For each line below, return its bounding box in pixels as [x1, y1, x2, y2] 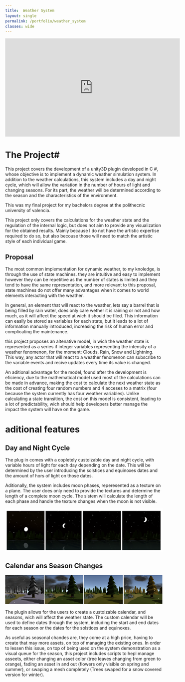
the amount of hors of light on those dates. [5, 473, 93, 478]
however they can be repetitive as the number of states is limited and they [5, 277, 158, 282]
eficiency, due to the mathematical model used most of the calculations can [5, 375, 161, 380]
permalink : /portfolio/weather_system [5, 18, 86, 23]
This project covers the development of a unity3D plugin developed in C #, [5, 166, 159, 172]
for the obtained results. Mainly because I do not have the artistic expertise [5, 227, 160, 234]
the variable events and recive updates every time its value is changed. [5, 360, 151, 365]
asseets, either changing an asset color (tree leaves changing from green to [5, 656, 161, 662]
